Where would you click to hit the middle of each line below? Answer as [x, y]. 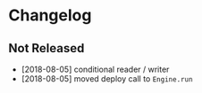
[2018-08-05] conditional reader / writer [95, 69]
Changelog [50, 15]
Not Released [46, 48]
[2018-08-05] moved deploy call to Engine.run [107, 79]
